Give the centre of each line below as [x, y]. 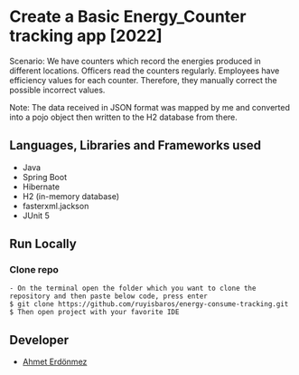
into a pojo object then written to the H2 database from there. [123, 117]
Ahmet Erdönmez [55, 362]
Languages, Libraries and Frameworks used [135, 145]
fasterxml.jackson [56, 206]
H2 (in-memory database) [71, 196]
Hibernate [41, 187]
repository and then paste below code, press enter [108, 296]
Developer [39, 340]
